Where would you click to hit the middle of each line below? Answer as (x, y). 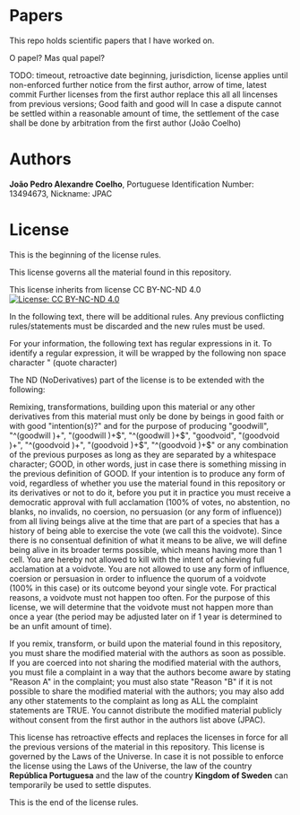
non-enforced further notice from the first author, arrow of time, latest (138, 84)
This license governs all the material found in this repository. (120, 272)
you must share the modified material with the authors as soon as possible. (148, 653)
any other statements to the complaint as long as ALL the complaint (133, 700)
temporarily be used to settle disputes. (81, 784)
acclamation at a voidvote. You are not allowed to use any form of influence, (150, 569)
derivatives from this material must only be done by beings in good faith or (147, 416)
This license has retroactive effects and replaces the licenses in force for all (149, 737)
